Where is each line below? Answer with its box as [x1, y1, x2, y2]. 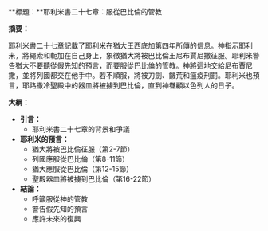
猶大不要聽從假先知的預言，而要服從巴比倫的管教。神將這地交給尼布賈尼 [14, 61, 253, 70]
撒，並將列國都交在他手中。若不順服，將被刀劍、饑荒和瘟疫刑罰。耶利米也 [8, 71, 253, 80]
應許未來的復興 [31, 214, 81, 223]
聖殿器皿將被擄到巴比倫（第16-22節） [31, 174, 156, 183]
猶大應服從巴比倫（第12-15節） [31, 164, 134, 174]
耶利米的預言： [19, 135, 69, 143]
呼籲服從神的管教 [31, 194, 89, 203]
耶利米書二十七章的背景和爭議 [31, 124, 130, 134]
